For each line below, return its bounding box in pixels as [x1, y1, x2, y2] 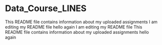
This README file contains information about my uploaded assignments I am [5, 19, 158, 25]
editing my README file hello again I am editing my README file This [5, 24, 143, 30]
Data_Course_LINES [5, 3, 87, 14]
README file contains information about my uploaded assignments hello [5, 29, 149, 35]
